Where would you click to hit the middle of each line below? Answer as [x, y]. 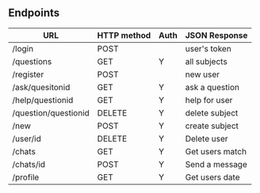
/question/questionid [51, 112]
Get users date [212, 177]
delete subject [212, 112]
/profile [26, 177]
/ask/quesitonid [41, 87]
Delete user [206, 138]
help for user [209, 100]
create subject [212, 126]
